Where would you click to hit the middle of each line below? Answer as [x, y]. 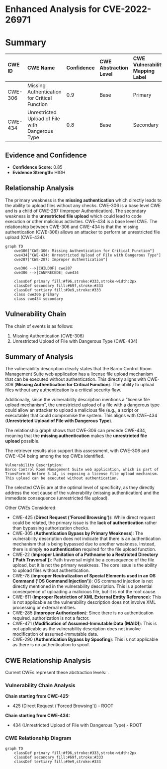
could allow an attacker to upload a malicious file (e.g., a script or [72, 410]
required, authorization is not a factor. [51, 618]
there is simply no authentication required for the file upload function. [84, 549]
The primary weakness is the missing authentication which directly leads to [83, 200]
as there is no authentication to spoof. [51, 645]
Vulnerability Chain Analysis [40, 686]
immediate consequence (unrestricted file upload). [57, 498]
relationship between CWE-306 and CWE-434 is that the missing [72, 227]
